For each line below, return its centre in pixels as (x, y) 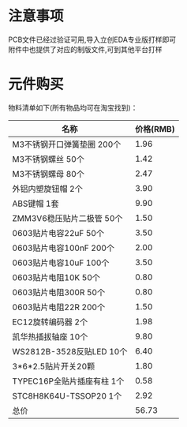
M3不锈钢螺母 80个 (48, 174)
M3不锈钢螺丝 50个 (48, 159)
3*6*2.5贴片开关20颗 (54, 366)
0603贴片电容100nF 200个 (63, 248)
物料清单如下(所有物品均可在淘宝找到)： (73, 107)
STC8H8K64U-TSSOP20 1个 (67, 395)
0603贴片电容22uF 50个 (58, 233)
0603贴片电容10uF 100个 (61, 263)
